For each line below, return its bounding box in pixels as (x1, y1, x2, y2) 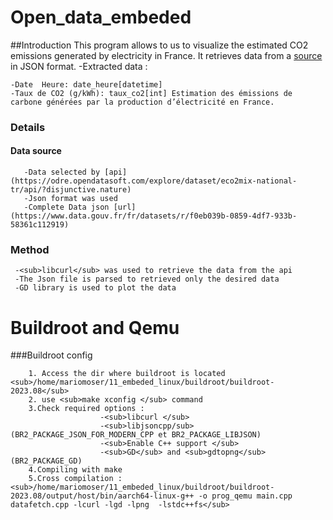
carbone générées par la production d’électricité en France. (10, 97, 275, 107)
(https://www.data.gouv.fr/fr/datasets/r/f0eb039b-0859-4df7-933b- (10, 211, 298, 221)
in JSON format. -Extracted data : (10, 60, 148, 72)
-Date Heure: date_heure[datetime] (10, 79, 163, 90)
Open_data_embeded (10, 6, 192, 29)
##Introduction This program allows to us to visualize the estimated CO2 (10, 39, 309, 51)
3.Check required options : (28, 404, 145, 414)
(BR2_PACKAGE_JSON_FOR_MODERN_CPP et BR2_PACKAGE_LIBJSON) (10, 430, 262, 440)
